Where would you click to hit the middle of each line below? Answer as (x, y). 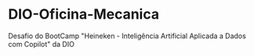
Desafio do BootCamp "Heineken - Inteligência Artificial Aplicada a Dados (127, 36)
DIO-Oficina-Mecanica (83, 14)
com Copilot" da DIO (41, 44)
